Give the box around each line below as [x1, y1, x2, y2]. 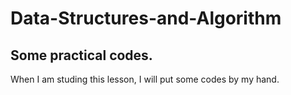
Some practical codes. [10, 47, 153, 64]
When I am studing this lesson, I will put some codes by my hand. [10, 73, 280, 85]
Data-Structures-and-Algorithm [10, 7, 282, 30]
